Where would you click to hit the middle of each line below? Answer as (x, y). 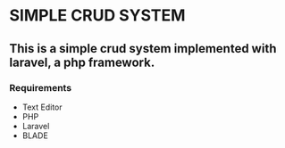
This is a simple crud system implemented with (143, 49)
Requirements (41, 87)
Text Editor (42, 107)
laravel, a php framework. (82, 62)
